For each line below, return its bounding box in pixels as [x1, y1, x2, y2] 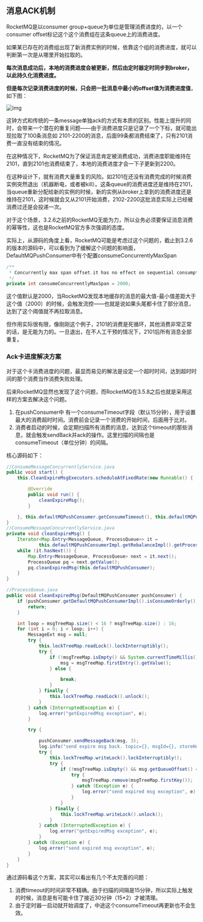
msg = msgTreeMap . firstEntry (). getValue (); [60, 660, 172, 666]
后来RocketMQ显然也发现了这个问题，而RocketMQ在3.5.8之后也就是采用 [6, 388, 187, 395]
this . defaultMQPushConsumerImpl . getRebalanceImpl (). [38, 542, 174, 548]
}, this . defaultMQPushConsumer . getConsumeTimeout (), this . [17, 514, 169, 520]
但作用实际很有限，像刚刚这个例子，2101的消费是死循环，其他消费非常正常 [6, 320, 192, 328]
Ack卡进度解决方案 [6, 353, 62, 361]
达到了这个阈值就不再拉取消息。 [6, 308, 86, 315]
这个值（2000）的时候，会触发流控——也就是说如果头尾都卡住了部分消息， [6, 300, 195, 308]
